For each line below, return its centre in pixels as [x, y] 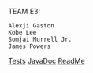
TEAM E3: [24, 11]
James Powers [30, 46]
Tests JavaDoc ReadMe [46, 61]
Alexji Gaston [32, 26]
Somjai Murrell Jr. [40, 39]
